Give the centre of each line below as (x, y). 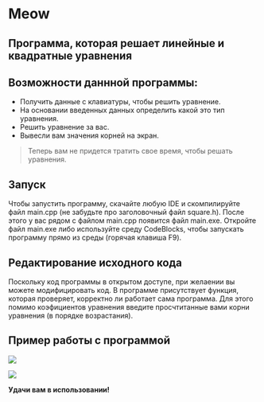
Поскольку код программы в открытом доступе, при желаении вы (122, 282)
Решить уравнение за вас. (64, 127)
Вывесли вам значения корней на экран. (89, 135)
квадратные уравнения (70, 55)
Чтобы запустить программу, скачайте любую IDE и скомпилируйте (124, 204)
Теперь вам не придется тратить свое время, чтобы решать (130, 151)
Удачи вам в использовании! (59, 389)
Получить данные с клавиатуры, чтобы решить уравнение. (120, 102)
